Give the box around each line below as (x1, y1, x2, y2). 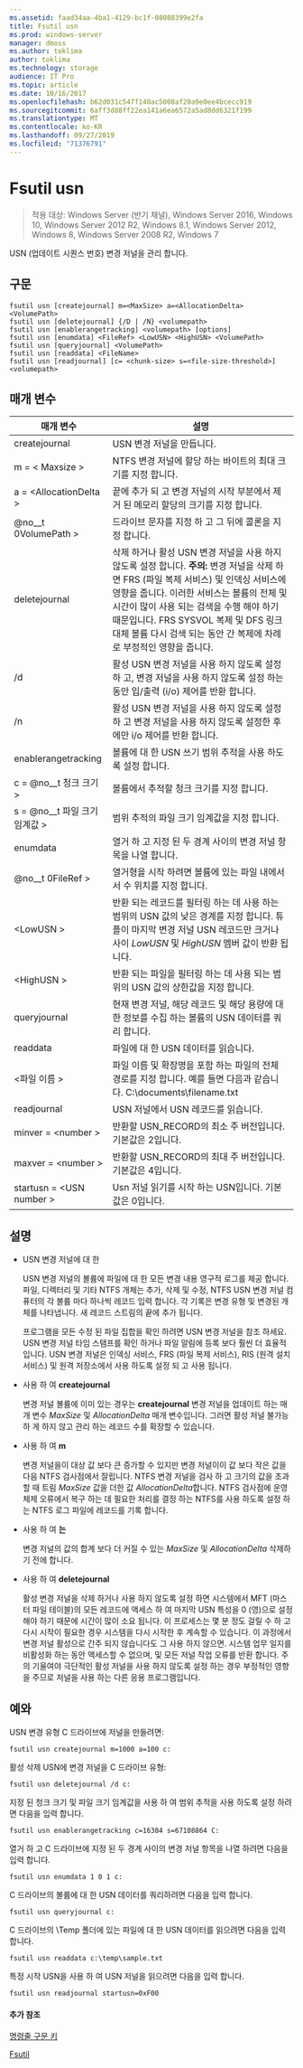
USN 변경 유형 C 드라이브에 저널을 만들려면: (9, 1726, 164, 1737)
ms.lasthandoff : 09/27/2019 (9, 131, 115, 140)
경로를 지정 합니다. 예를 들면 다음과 (112, 1073, 252, 1086)
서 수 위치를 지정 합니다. (112, 879, 208, 892)
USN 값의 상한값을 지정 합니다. (131, 982, 255, 994)
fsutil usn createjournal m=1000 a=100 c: (9, 1744, 171, 1753)
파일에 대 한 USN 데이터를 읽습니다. (112, 1042, 255, 1055)
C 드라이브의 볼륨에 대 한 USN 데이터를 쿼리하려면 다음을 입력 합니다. (9, 1889, 253, 1900)
